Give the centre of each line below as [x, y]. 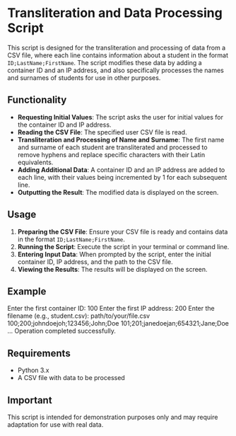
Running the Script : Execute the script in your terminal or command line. [123, 246]
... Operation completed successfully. [62, 331]
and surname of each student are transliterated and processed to [112, 147]
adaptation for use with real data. [55, 425]
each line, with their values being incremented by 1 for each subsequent [122, 177]
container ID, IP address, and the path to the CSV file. [95, 262]
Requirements [39, 353]
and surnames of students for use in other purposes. [84, 78]
